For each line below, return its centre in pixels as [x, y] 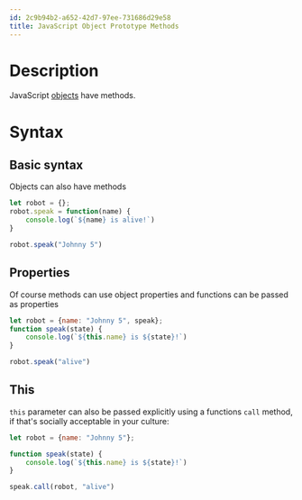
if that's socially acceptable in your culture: [89, 421]
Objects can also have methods [68, 186]
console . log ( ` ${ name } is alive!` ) [90, 220]
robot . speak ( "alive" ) [50, 362]
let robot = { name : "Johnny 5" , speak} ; [87, 321]
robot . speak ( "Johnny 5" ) [56, 244]
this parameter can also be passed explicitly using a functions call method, [151, 412]
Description [54, 71]
